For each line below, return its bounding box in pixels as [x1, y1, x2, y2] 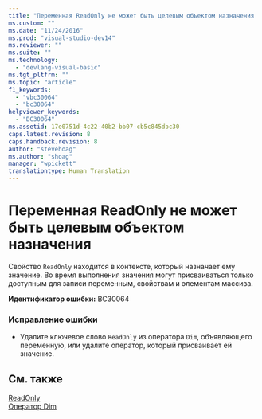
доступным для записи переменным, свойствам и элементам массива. [8, 278, 253, 288]
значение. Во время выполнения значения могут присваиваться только [8, 270, 254, 280]
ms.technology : [8, 57, 59, 65]
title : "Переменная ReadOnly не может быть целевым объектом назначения [8, 11, 255, 20]
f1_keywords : [8, 85, 52, 94]
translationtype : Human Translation [8, 167, 130, 175]
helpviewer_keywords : [8, 108, 80, 116]
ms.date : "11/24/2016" [8, 26, 84, 34]
